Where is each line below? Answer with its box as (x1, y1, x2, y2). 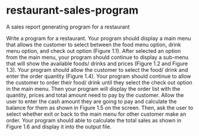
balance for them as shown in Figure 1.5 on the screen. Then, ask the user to (6, 104, 194, 111)
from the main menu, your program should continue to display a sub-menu (6, 53, 189, 61)
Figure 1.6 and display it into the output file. (6, 123, 112, 130)
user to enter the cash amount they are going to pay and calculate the (6, 97, 177, 105)
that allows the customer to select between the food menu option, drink (6, 41, 181, 48)
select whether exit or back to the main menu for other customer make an (6, 110, 187, 118)
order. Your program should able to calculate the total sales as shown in (6, 116, 182, 124)
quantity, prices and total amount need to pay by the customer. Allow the (6, 91, 184, 99)
